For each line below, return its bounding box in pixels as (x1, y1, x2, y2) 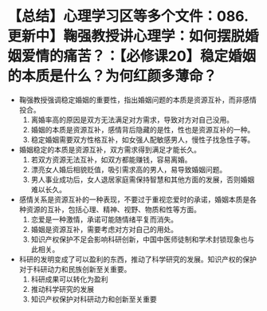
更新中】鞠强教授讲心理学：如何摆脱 (7, 27, 245, 45)
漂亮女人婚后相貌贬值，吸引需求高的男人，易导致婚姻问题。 (30, 164, 227, 174)
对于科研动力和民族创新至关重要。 (18, 264, 132, 274)
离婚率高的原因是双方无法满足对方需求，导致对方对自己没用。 (30, 115, 234, 124)
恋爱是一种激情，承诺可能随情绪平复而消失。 (30, 215, 179, 224)
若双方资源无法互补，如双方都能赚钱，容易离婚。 (30, 155, 192, 164)
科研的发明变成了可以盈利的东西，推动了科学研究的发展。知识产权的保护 (18, 254, 257, 264)
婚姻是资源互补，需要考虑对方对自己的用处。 (30, 224, 179, 234)
